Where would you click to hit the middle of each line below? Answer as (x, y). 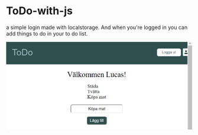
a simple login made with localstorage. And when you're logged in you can (97, 27)
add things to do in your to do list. (47, 33)
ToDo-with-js (39, 11)
